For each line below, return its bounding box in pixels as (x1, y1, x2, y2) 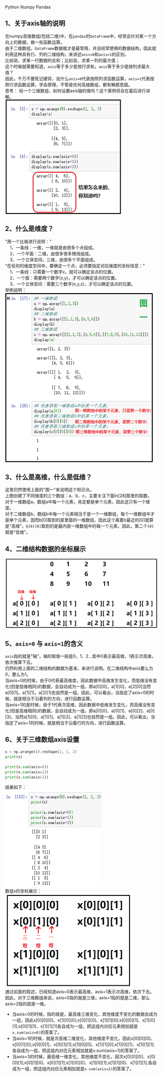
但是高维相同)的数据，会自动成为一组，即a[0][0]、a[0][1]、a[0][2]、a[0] (11, 708, 155, 714)
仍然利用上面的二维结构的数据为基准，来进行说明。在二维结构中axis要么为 (5, 665, 154, 671)
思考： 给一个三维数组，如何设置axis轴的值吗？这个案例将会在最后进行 (5, 87, 146, 94)
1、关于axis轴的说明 (5, 19, 65, 28)
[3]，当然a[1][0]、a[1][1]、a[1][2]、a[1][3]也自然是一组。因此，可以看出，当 (5, 714, 155, 720)
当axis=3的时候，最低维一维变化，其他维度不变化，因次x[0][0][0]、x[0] (12, 1054, 156, 1059)
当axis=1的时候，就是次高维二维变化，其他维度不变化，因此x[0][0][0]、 (12, 1036, 155, 1042)
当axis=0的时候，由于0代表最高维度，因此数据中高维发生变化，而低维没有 (5, 678, 153, 683)
